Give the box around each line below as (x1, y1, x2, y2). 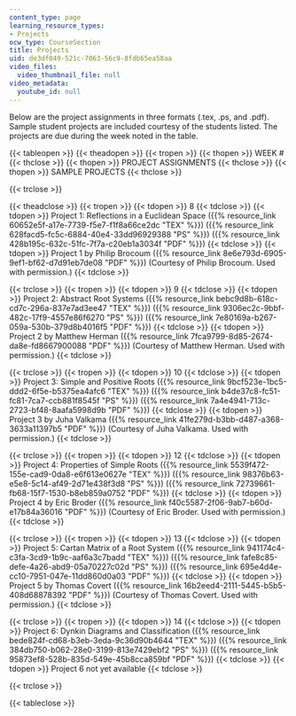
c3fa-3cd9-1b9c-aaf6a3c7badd (9, 551, 126, 563)
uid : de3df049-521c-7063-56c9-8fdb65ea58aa (9, 54, 173, 63)
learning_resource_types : (9, 21, 105, 30)
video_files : (9, 63, 58, 72)
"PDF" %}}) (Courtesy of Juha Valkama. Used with (64, 423, 249, 434)
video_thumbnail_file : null (17, 71, 121, 80)
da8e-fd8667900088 (9, 340, 87, 351)
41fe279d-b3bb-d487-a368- (178, 414, 284, 424)
